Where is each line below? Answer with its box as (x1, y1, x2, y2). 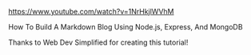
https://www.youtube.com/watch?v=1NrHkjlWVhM (8, 7, 174, 16)
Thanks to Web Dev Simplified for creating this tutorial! (8, 37, 189, 47)
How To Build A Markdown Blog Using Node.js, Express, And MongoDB (8, 22, 243, 31)
